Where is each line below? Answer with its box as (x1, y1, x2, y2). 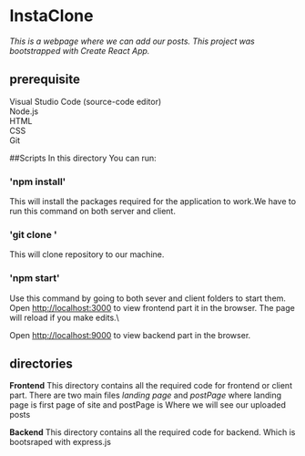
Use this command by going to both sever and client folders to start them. (9, 293, 287, 304)
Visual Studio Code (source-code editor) (9, 96, 162, 107)
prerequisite (9, 72, 80, 88)
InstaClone (9, 5, 94, 26)
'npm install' (9, 175, 66, 188)
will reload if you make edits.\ (9, 312, 120, 323)
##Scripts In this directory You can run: (9, 152, 157, 163)
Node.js (9, 106, 39, 117)
